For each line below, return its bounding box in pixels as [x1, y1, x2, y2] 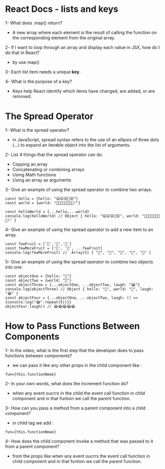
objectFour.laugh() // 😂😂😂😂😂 [5, 304, 76, 309]
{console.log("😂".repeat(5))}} [5, 299, 72, 304]
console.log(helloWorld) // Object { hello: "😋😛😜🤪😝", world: [5, 213, 140, 219]
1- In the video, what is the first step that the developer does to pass [5, 347, 144, 353]
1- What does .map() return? [5, 20, 63, 26]
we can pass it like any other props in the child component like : [12, 362, 142, 368]
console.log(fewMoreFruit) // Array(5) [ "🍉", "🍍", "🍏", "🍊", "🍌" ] [5, 250, 152, 255]
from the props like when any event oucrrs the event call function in [12, 453, 150, 459]
